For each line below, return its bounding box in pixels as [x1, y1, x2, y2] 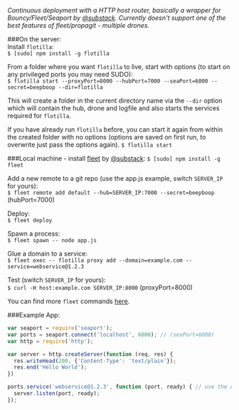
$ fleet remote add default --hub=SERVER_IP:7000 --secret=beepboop [7, 189, 215, 196]
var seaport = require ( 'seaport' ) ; [7, 325, 113, 332]
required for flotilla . [7, 112, 71, 120]
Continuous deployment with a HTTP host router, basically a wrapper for [7, 6, 221, 14]
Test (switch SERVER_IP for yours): [7, 275, 106, 284]
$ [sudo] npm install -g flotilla [7, 50, 110, 57]
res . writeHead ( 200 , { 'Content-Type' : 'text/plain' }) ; [14, 357, 176, 364]
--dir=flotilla [58, 84, 103, 91]
